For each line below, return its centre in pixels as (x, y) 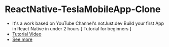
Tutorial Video (27, 34)
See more (22, 39)
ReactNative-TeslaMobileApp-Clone (83, 9)
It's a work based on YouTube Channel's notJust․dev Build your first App (88, 23)
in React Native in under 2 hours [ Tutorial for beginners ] (72, 28)
